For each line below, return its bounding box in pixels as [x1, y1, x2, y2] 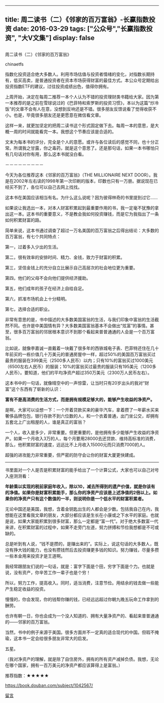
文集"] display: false [32, 34, 95, 42]
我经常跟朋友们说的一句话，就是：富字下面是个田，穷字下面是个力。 [5, 563, 142, 569]
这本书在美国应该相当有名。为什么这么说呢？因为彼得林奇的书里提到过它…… [5, 194, 158, 200]
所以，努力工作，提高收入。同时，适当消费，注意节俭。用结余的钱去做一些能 [5, 579, 159, 586]
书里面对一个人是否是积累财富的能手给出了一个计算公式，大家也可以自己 [5, 467, 150, 473]
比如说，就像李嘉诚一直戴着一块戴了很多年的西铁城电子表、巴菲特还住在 [5, 345, 150, 351]
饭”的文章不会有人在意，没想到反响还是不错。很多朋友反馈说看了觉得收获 [5, 106, 153, 112]
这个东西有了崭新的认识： [11, 386, 63, 392]
